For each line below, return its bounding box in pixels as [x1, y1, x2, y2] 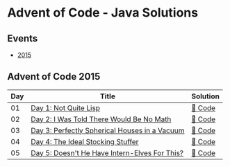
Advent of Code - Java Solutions [7, 5, 199, 21]
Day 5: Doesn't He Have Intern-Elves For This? [31, 148, 184, 157]
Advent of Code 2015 [7, 71, 101, 82]
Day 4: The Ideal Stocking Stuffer [31, 137, 139, 146]
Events [7, 33, 38, 44]
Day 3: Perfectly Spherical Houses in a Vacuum [31, 125, 185, 135]
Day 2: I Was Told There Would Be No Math [31, 114, 172, 124]
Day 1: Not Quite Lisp [31, 103, 101, 112]
